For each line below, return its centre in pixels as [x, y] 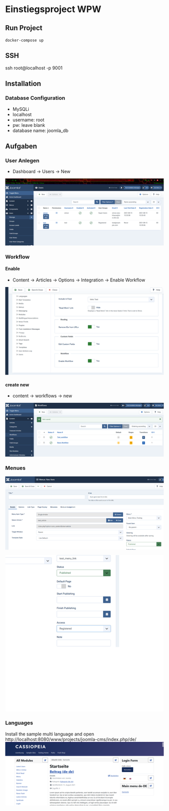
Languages [19, 723]
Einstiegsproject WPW [53, 9]
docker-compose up [24, 40]
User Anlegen [22, 161]
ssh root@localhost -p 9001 [34, 68]
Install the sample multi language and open [50, 734]
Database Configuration [35, 98]
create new [17, 385]
